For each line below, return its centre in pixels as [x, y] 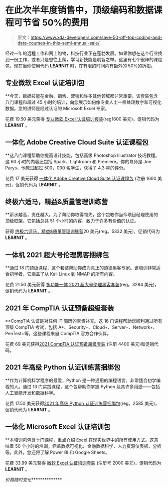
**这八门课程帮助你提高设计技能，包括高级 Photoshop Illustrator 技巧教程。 [82, 155]
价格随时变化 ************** [34, 480]
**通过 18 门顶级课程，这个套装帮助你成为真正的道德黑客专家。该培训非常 [81, 268]
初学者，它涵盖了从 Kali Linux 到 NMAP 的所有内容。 [63, 274]
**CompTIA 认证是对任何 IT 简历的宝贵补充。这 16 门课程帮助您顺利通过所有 [84, 321]
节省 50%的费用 [56, 23]
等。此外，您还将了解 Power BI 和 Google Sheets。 [58, 452]
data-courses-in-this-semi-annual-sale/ [58, 43]
